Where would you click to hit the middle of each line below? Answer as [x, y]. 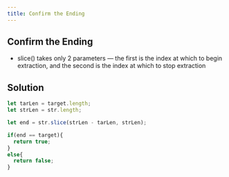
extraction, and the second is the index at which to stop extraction [111, 66]
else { [15, 154]
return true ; [32, 142]
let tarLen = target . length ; [49, 104]
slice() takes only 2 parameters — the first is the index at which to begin [120, 58]
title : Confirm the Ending [46, 14]
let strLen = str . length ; [44, 110]
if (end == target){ [35, 135]
